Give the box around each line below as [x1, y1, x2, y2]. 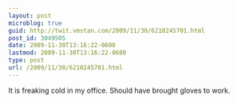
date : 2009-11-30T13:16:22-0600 [8, 42, 116, 50]
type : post [8, 57, 45, 65]
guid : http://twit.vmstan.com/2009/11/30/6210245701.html [8, 26, 205, 34]
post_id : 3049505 [8, 34, 66, 42]
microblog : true [8, 19, 62, 27]
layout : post [8, 11, 52, 20]
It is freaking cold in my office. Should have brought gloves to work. [8, 85, 231, 95]
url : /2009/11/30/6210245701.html [8, 64, 124, 72]
